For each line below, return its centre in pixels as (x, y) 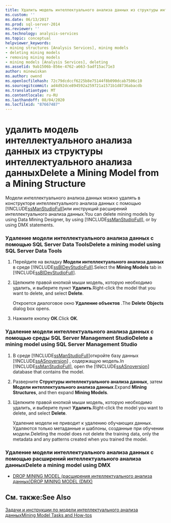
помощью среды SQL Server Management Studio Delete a (79, 338)
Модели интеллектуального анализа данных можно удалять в (73, 198)
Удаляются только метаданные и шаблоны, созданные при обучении (88, 428)
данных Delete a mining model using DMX (58, 465)
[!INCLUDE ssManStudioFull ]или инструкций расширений (66, 209)
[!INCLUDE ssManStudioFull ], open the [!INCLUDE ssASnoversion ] (81, 366)
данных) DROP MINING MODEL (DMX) (53, 481)
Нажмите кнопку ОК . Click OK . (46, 318)
